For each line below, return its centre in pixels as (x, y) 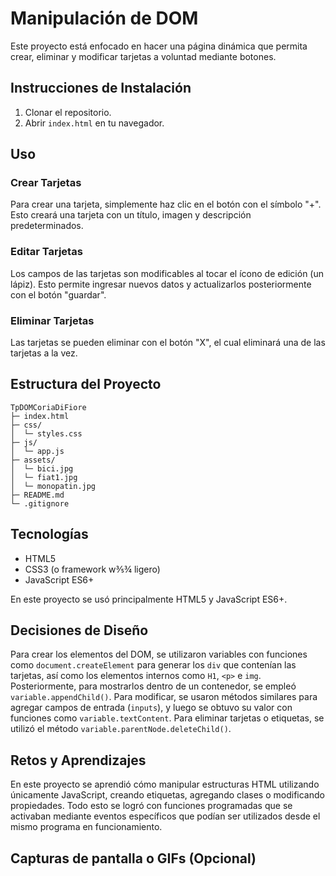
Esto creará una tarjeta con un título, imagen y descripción (131, 215)
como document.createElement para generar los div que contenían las (153, 665)
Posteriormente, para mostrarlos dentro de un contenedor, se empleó (153, 686)
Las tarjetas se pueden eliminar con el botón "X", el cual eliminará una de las (168, 343)
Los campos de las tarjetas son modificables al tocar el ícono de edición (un (167, 273)
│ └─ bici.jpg (42, 468)
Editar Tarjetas (46, 252)
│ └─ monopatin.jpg (53, 486)
